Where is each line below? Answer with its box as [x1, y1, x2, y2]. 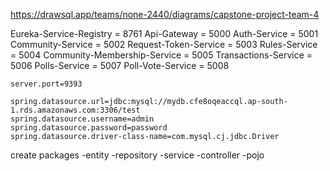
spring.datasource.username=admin [10, 114, 155, 124]
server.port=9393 [10, 79, 83, 89]
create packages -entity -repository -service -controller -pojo [10, 149, 265, 161]
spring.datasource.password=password [10, 123, 168, 133]
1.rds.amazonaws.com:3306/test [10, 105, 141, 115]
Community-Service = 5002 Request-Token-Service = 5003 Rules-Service [10, 39, 318, 50]
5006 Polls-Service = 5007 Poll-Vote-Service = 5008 [10, 60, 230, 71]
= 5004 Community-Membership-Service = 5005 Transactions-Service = [10, 49, 313, 61]
